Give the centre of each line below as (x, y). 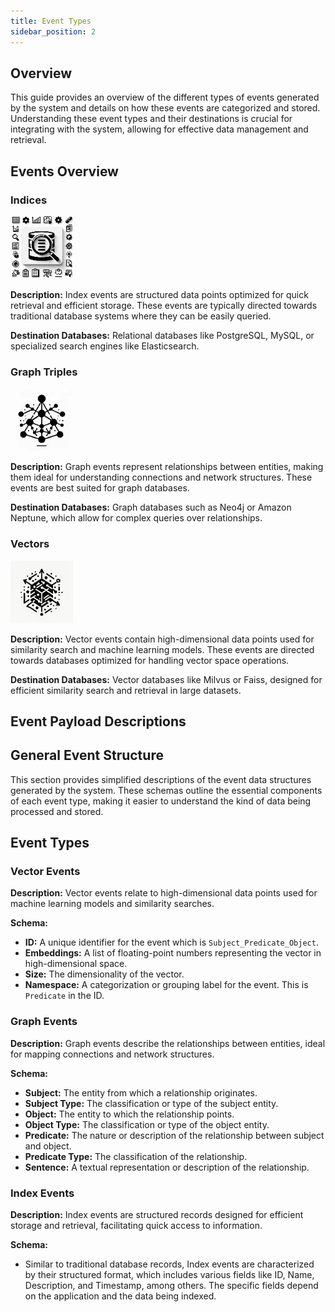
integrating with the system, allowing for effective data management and (159, 129)
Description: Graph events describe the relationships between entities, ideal (168, 1043)
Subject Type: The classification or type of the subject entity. (151, 1103)
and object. (48, 1146)
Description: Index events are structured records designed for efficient (157, 1215)
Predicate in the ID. (64, 996)
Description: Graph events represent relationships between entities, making (167, 467)
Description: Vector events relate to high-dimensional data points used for (164, 893)
